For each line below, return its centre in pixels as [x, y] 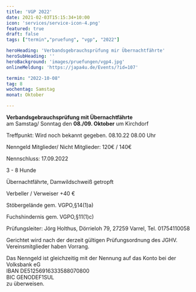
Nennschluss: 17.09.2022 [37, 159]
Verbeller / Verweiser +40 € [41, 193]
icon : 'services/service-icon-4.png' [54, 23]
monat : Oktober [25, 95]
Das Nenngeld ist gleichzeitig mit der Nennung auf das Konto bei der [91, 258]
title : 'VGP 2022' [29, 12]
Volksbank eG [23, 264]
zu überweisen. [25, 284]
